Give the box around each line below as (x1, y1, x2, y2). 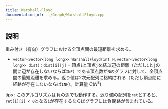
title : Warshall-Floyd (5, 7, 53, 13)
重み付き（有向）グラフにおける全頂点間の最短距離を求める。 (5, 46, 134, 52)
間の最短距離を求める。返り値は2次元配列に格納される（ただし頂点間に (12, 75, 161, 81)
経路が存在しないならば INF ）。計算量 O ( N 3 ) (12, 80, 102, 87)
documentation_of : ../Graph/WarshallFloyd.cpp (5, 12, 105, 17)
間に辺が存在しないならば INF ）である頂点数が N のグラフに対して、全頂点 (12, 68, 163, 74)
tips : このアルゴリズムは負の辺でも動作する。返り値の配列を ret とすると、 (5, 91, 160, 98)
